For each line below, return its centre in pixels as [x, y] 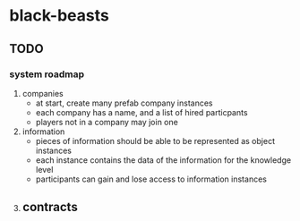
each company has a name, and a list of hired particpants [141, 112]
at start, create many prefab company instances [124, 103]
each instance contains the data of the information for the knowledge [163, 160]
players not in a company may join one [107, 122]
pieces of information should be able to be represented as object [155, 140]
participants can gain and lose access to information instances [151, 179]
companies [43, 93]
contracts [50, 207]
